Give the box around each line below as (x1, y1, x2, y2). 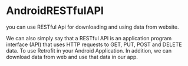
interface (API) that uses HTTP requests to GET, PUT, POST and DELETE (6, 41, 182, 48)
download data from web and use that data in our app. (6, 53, 138, 60)
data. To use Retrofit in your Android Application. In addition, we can (6, 47, 172, 54)
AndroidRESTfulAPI (6, 4, 104, 18)
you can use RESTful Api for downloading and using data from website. (6, 23, 179, 30)
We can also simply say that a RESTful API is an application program (6, 34, 172, 41)
